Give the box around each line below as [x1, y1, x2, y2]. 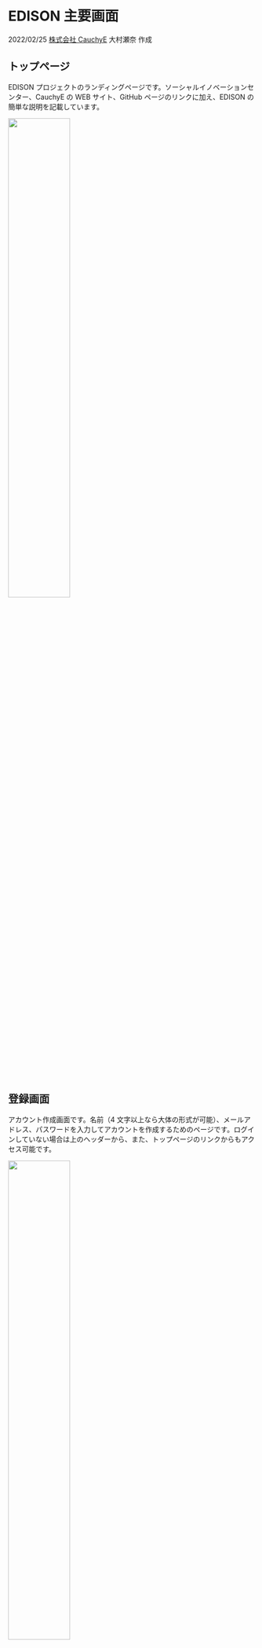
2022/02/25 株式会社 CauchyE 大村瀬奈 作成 [8, 35, 153, 44]
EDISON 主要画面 [8, 7, 119, 25]
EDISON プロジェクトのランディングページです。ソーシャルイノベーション [8, 82, 248, 91]
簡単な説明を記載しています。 [8, 101, 104, 111]
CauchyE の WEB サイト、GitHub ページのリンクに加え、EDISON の [35, 92, 255, 101]
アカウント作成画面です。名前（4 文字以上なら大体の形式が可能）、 [8, 1114, 224, 1124]
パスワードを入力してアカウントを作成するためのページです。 [35, 1124, 234, 1134]
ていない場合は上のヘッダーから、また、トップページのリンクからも [21, 1134, 242, 1144]
